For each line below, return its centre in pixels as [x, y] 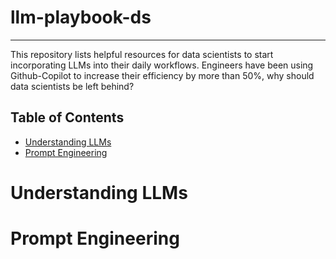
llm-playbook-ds [81, 17]
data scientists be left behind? [72, 86]
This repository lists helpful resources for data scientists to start [142, 54]
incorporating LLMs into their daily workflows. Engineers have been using [162, 65]
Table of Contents [67, 117]
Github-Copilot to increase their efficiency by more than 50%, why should [162, 75]
